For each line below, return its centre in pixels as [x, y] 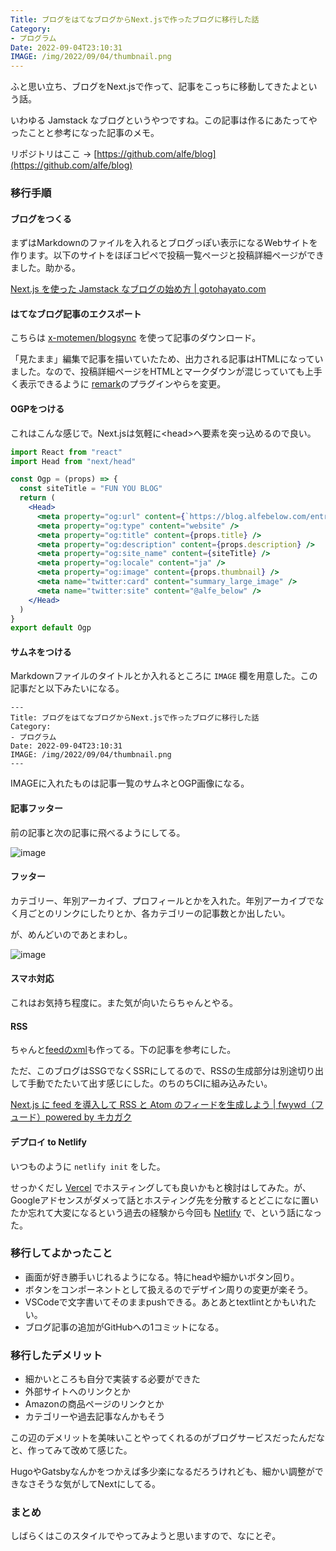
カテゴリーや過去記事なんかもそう [95, 1417]
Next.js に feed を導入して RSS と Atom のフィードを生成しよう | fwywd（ [162, 1105]
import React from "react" [66, 452]
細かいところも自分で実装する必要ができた [112, 1379]
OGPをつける [37, 409]
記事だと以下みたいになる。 [67, 688]
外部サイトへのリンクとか [77, 1392]
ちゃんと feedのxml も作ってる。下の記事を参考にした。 [123, 1050]
